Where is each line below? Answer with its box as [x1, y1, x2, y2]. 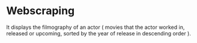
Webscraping [6, 4, 75, 18]
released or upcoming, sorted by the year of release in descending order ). [6, 29, 191, 37]
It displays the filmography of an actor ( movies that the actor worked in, [6, 24, 185, 31]
